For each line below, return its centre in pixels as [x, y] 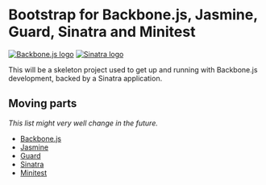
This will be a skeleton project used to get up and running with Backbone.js [133, 69]
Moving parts [43, 103]
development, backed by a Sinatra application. [85, 78]
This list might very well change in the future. [83, 123]
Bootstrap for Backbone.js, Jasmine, [133, 15]
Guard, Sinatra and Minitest [102, 32]
